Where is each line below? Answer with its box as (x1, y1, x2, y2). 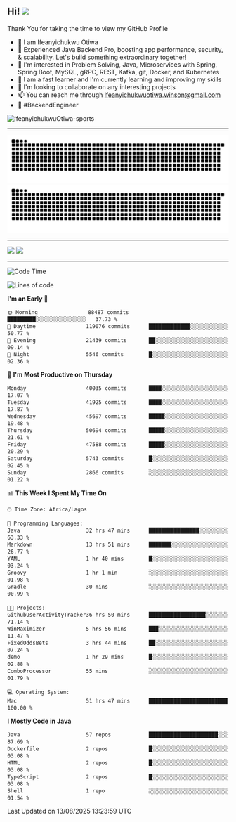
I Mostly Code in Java (7, 717, 72, 726)
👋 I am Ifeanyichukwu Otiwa (17, 38, 98, 46)
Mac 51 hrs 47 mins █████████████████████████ (7, 698, 228, 705)
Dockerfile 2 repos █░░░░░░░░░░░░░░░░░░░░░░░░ (7, 745, 228, 752)
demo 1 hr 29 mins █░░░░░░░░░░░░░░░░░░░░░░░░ (7, 653, 228, 661)
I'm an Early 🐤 (7, 294, 48, 303)
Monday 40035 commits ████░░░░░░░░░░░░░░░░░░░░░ (7, 385, 228, 392)
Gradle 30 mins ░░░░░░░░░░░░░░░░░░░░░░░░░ (7, 583, 228, 591)
